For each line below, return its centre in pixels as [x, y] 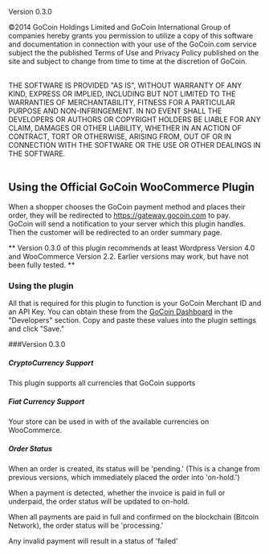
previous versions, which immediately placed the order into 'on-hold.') [124, 478]
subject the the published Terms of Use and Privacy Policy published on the [134, 53]
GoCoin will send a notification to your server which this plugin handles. [127, 223]
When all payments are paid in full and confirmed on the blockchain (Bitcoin [134, 517]
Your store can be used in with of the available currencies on [109, 422]
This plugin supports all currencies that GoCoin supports [102, 383]
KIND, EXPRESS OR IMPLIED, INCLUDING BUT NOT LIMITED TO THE [122, 94]
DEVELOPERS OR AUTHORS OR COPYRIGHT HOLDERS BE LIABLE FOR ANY [134, 119]
